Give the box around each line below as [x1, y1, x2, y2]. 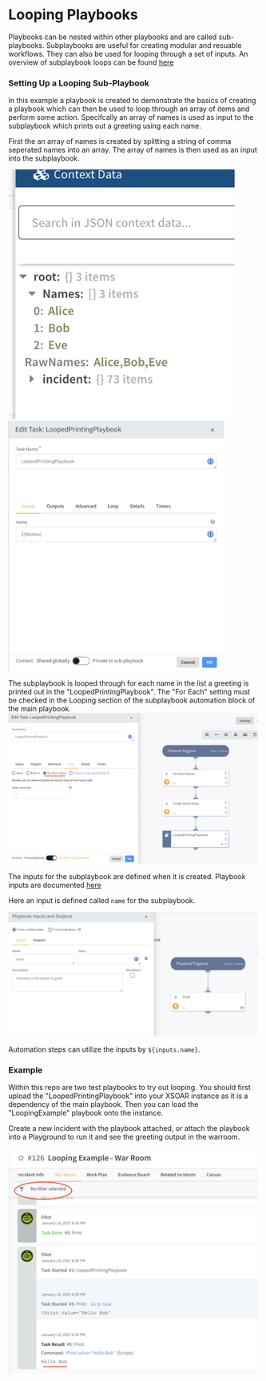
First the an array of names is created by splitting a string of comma [8, 137, 232, 146]
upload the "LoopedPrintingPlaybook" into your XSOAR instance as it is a [8, 1091, 248, 1100]
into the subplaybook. [8, 153, 80, 163]
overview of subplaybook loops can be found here [8, 58, 174, 67]
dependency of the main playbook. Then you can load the [8, 1100, 199, 1109]
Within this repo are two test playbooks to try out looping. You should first [8, 1083, 251, 1092]
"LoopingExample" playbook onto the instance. [8, 1108, 164, 1118]
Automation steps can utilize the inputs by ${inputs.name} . [8, 1045, 200, 1054]
